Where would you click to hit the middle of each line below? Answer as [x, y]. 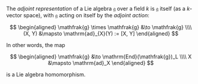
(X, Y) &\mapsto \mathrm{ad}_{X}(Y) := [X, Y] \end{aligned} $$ [101, 33]
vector [14, 15]
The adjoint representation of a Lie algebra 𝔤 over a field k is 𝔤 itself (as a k [98, 9]
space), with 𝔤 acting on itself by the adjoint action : [86, 15]
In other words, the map [36, 45]
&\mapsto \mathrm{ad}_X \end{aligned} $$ [101, 63]
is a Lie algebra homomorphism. [46, 74]
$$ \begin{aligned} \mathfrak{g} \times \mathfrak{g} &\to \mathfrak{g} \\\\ [101, 27]
